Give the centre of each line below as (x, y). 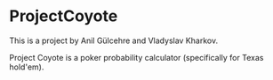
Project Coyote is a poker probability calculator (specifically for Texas (136, 57)
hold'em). (27, 67)
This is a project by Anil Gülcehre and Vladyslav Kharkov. (114, 40)
